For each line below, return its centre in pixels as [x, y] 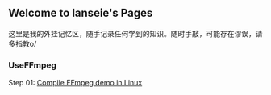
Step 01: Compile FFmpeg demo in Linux [75, 83]
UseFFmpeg [33, 65]
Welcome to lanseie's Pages [81, 13]
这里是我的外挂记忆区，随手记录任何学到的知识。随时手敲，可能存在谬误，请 [135, 33]
